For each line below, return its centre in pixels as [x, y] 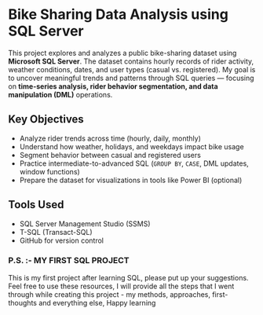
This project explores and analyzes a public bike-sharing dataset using [122, 53]
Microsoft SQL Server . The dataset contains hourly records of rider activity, [131, 61]
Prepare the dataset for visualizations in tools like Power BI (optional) [131, 180]
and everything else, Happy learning [97, 302]
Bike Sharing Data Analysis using [119, 15]
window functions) [49, 171]
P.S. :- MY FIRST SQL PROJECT [69, 261]
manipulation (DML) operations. [60, 94]
